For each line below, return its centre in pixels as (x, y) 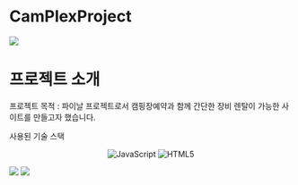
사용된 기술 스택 (37, 136)
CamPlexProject (70, 17)
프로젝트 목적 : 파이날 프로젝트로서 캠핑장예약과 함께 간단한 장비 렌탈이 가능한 (145, 105)
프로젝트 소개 (55, 80)
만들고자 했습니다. (64, 117)
